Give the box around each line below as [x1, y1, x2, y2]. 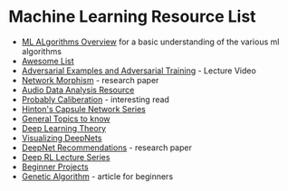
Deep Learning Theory [21, 122, 106, 133]
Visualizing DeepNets [21, 132, 102, 143]
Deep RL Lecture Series [21, 151, 110, 162]
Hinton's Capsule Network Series [21, 103, 147, 114]
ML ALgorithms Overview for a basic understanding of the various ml [21, 36, 280, 47]
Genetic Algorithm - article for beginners [21, 170, 174, 182]
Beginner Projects [21, 161, 89, 172]
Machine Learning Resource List [8, 6, 256, 27]
